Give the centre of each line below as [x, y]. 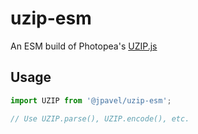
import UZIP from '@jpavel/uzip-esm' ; [91, 100]
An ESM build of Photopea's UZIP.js [84, 46]
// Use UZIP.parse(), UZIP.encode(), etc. [100, 118]
